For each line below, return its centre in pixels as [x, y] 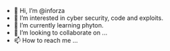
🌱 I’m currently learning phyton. [58, 25]
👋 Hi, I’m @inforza [39, 11]
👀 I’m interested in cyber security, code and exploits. [88, 18]
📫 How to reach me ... [46, 40]
